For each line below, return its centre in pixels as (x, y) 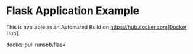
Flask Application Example (73, 11)
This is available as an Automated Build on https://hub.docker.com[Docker (97, 27)
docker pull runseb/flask (36, 45)
